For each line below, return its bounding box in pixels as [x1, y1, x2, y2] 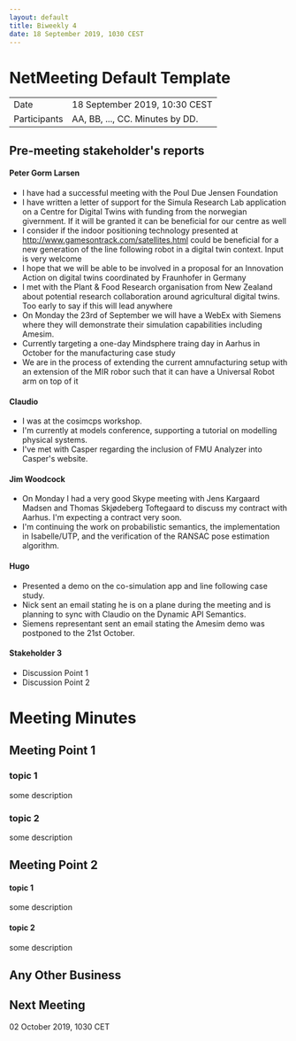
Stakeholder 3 [9, 648, 62, 658]
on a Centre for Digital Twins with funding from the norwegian [21, 206, 247, 217]
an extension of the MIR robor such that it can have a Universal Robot [21, 366, 276, 377]
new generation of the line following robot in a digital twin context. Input [21, 244, 285, 254]
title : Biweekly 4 [9, 21, 77, 30]
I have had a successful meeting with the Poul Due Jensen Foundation [21, 187, 278, 198]
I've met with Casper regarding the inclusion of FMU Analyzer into [21, 444, 262, 454]
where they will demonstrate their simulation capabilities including [21, 319, 262, 330]
